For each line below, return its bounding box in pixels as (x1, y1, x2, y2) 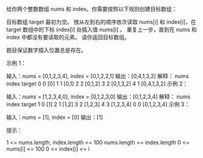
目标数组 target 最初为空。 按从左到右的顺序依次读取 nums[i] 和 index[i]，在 (6, 18, 196, 26)
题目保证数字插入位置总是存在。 (6, 46, 87, 54)
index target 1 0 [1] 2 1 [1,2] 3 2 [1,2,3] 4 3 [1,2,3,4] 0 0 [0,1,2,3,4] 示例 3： (6, 101, 190, 108)
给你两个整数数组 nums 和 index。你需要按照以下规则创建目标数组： (6, 5, 177, 12)
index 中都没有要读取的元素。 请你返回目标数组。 (6, 34, 130, 41)
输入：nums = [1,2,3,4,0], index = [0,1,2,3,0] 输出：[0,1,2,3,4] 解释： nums (6, 93, 191, 100)
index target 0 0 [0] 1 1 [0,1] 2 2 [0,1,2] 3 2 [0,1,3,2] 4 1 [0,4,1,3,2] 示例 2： (6, 80, 188, 87)
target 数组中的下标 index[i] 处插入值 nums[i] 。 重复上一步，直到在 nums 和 (6, 26, 197, 33)
